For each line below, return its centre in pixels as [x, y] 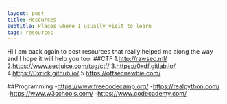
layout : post [26, 13]
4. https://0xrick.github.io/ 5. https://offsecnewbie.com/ [84, 73]
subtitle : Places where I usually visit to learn [80, 26]
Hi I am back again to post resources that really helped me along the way [110, 52]
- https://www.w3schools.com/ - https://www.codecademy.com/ [97, 94]
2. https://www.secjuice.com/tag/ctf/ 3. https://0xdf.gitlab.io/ [92, 66]
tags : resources [30, 32]
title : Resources [32, 20]
